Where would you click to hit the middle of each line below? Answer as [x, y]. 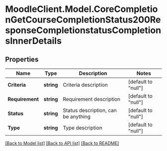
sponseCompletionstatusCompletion [83, 30]
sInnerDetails [34, 41]
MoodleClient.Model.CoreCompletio [82, 9]
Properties [22, 59]
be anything [77, 117]
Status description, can [90, 110]
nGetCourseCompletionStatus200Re [83, 20]
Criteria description [85, 85]
